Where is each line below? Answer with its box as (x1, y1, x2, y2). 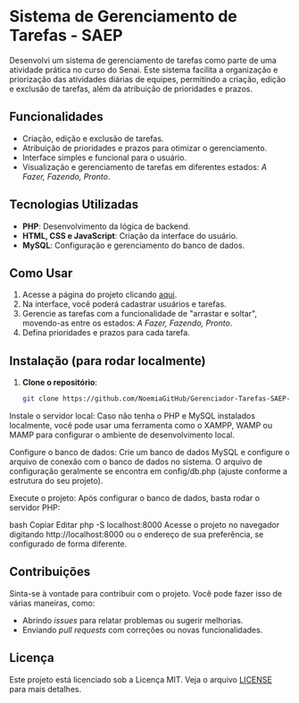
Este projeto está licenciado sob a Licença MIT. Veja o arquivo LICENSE (9, 673, 272, 685)
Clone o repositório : (21, 377, 98, 388)
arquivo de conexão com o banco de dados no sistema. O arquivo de (9, 456, 263, 467)
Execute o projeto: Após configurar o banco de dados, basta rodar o (9, 493, 261, 504)
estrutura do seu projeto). (9, 476, 104, 487)
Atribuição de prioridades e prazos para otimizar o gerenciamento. (21, 142, 268, 153)
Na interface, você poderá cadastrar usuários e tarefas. (21, 299, 227, 309)
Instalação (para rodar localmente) (9, 353, 206, 368)
